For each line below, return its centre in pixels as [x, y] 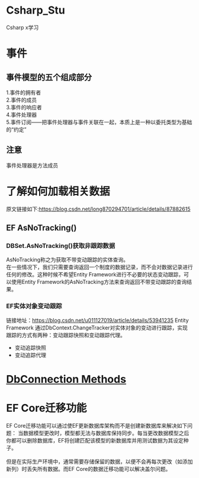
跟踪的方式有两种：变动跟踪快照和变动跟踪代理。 [66, 335]
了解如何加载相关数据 [58, 191]
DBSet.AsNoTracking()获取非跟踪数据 [61, 246]
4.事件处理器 [22, 114]
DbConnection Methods [66, 379]
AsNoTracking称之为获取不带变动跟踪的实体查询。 [68, 260]
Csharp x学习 [23, 27]
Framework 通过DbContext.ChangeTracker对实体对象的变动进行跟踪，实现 [97, 327]
